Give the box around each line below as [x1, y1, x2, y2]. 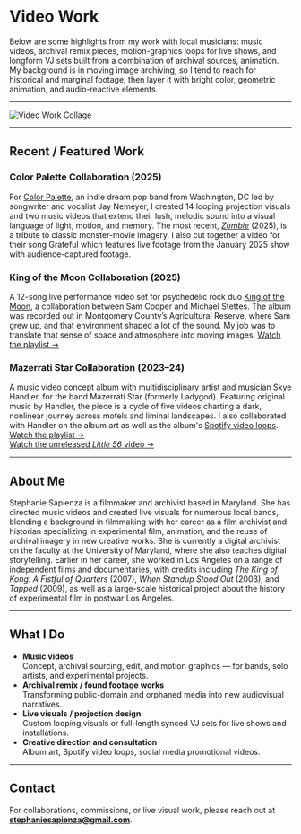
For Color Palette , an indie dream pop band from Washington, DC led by [9, 191, 275, 202]
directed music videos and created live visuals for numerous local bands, [9, 507, 279, 518]
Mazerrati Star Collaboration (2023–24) [9, 361, 185, 373]
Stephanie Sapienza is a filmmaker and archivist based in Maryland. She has [9, 497, 291, 508]
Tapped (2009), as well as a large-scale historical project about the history [9, 584, 285, 594]
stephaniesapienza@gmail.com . [9, 814, 133, 825]
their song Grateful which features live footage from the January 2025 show [9, 239, 290, 250]
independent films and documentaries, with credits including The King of [9, 564, 279, 575]
